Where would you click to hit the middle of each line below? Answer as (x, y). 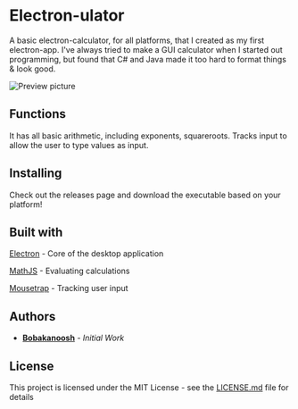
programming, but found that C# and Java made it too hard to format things (148, 59)
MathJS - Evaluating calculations (70, 271)
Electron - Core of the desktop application (87, 254)
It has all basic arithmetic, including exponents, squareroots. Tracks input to (148, 136)
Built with (36, 232)
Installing (36, 174)
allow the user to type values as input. (79, 145)
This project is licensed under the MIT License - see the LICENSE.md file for (149, 388)
